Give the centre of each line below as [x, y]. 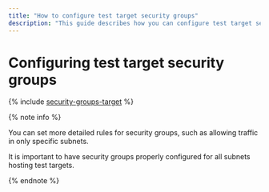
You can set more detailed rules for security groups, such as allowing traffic [133, 133]
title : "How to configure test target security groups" [103, 16]
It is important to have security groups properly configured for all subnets [129, 157]
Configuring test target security [116, 63]
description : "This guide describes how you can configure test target [130, 23]
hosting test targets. [41, 166]
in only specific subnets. [49, 142]
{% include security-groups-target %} [71, 102]
